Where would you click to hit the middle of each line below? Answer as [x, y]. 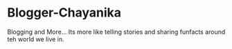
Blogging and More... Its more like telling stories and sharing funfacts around [116, 32]
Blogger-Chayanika [64, 13]
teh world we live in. [36, 39]
